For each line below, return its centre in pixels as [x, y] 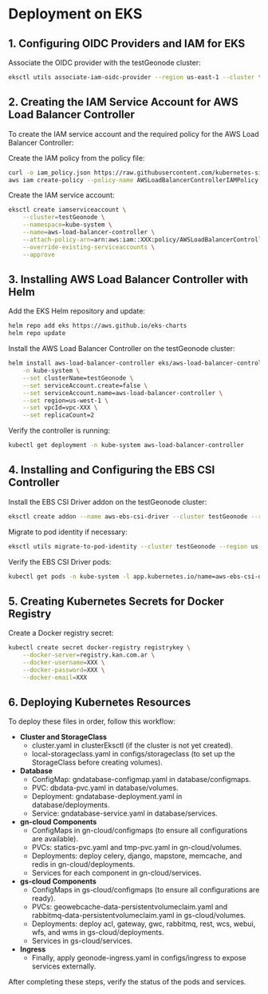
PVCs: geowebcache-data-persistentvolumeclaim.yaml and [130, 907]
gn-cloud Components [58, 822]
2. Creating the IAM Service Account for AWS [123, 102]
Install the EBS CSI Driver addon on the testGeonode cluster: [108, 501]
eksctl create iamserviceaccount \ [67, 210]
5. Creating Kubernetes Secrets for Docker [116, 601]
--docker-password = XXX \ [64, 670]
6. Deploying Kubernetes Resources [100, 703]
